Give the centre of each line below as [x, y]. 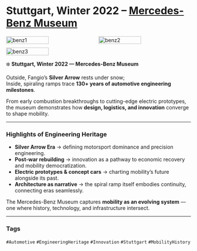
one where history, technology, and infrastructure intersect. [78, 208]
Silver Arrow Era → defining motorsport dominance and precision [94, 147]
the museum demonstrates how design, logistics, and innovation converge [98, 107]
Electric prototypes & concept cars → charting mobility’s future [92, 172]
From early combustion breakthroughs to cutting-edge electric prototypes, [96, 101]
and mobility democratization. [50, 166]
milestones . [21, 90]
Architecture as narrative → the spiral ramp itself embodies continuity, [100, 184]
